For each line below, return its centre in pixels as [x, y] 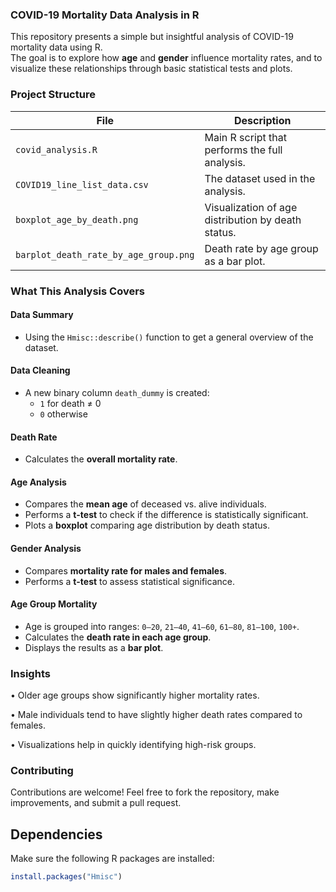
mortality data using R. [56, 47]
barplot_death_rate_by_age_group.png [105, 254]
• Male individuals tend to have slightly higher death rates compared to [156, 715]
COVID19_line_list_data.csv [82, 184]
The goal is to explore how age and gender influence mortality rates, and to [166, 58]
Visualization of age [251, 207]
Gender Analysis [46, 548]
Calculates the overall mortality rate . [101, 459]
